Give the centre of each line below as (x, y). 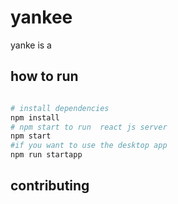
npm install (35, 117)
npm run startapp (46, 155)
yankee (41, 17)
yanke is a (31, 45)
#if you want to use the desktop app (89, 146)
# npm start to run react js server (89, 127)
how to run (44, 76)
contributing (50, 186)
